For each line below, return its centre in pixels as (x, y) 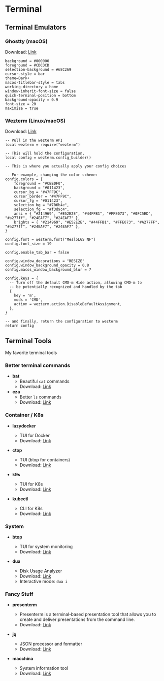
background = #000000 (27, 61)
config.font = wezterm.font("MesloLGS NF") (50, 240)
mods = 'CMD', (28, 300)
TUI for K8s (31, 484)
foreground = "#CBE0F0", (39, 184)
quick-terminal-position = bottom (41, 95)
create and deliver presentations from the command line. (77, 619)
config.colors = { (24, 179)
